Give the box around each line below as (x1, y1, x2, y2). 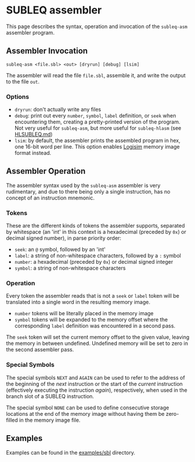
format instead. (14, 150, 51, 157)
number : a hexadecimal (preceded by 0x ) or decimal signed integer (14, 258, 173, 266)
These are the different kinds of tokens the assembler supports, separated (6, 222, 185, 229)
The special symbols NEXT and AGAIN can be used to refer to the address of (6, 374, 185, 381)
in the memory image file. (19, 416, 81, 423)
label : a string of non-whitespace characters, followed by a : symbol (14, 252, 181, 259)
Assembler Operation (6, 166, 86, 176)
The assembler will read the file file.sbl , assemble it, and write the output (6, 71, 186, 79)
